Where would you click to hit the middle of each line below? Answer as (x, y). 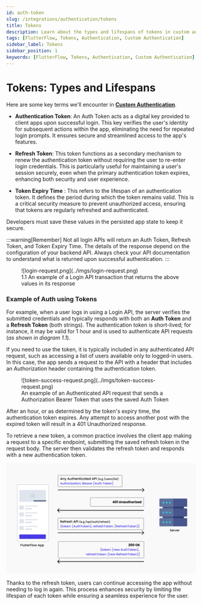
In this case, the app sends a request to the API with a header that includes (99, 362)
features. (26, 142)
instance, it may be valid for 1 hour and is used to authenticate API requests (99, 331)
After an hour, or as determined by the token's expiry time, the (83, 411)
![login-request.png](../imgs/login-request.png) (80, 271)
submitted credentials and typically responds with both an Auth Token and (99, 318)
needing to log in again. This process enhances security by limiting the (94, 589)
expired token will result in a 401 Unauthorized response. (77, 424)
